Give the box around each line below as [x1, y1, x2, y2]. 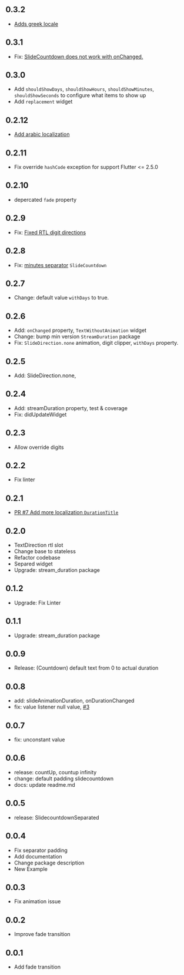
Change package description [14, 859, 85, 866]
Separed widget [14, 560, 53, 567]
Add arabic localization [14, 131, 70, 138]
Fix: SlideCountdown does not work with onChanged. [14, 53, 143, 60]
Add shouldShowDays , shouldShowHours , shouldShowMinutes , [14, 85, 154, 93]
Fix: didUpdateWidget [14, 411, 67, 418]
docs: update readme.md [14, 781, 76, 788]
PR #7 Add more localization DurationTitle [14, 509, 119, 516]
